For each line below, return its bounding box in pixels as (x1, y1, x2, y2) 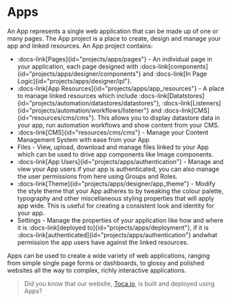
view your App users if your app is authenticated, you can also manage (17, 165, 219, 173)
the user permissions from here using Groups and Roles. (17, 172, 178, 180)
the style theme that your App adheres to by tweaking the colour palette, (17, 187, 224, 195)
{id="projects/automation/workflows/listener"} (17, 106, 150, 114)
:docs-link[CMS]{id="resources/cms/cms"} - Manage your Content (17, 128, 209, 137)
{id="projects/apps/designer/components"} (17, 70, 141, 78)
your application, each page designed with (17, 62, 139, 70)
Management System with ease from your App (17, 135, 150, 143)
